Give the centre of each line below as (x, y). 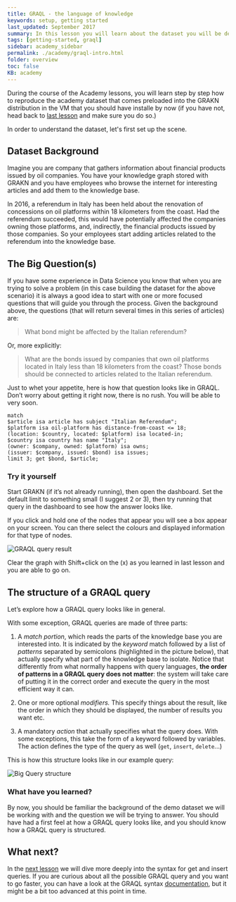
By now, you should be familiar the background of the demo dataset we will (116, 807)
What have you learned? (50, 792)
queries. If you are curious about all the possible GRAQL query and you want (118, 876)
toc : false (23, 66)
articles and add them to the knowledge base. (74, 190)
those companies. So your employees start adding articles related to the (112, 234)
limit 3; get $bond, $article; (53, 459)
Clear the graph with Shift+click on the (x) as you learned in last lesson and (116, 563)
